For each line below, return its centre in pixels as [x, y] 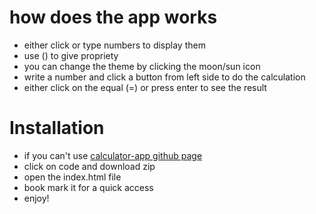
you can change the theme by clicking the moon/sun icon [142, 66]
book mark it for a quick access [88, 187]
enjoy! [36, 198]
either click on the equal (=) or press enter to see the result [145, 87]
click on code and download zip [89, 166]
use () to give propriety [71, 55]
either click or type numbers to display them [114, 45]
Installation [57, 128]
